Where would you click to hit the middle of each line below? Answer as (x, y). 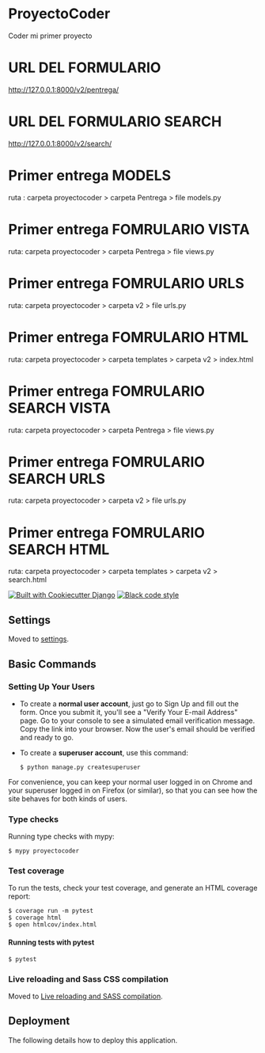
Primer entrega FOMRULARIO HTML (129, 337)
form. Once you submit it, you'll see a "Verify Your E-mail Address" (129, 712)
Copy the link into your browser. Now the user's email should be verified (137, 728)
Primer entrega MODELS (90, 176)
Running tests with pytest (51, 942)
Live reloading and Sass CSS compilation (88, 979)
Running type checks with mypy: (61, 837)
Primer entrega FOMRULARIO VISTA (129, 229)
